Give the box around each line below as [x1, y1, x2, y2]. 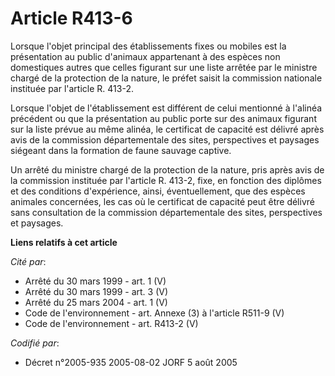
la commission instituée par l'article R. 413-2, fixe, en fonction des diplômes [10, 174, 322, 186]
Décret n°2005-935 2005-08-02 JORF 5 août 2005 [24, 356, 238, 368]
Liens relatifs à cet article [10, 236, 118, 248]
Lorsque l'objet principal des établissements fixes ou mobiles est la [10, 40, 287, 52]
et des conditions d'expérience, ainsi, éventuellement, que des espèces [10, 185, 306, 197]
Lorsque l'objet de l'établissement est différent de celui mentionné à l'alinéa [10, 102, 323, 114]
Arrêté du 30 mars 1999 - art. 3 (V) [24, 285, 169, 297]
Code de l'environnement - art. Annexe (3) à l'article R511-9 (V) [24, 307, 285, 319]
